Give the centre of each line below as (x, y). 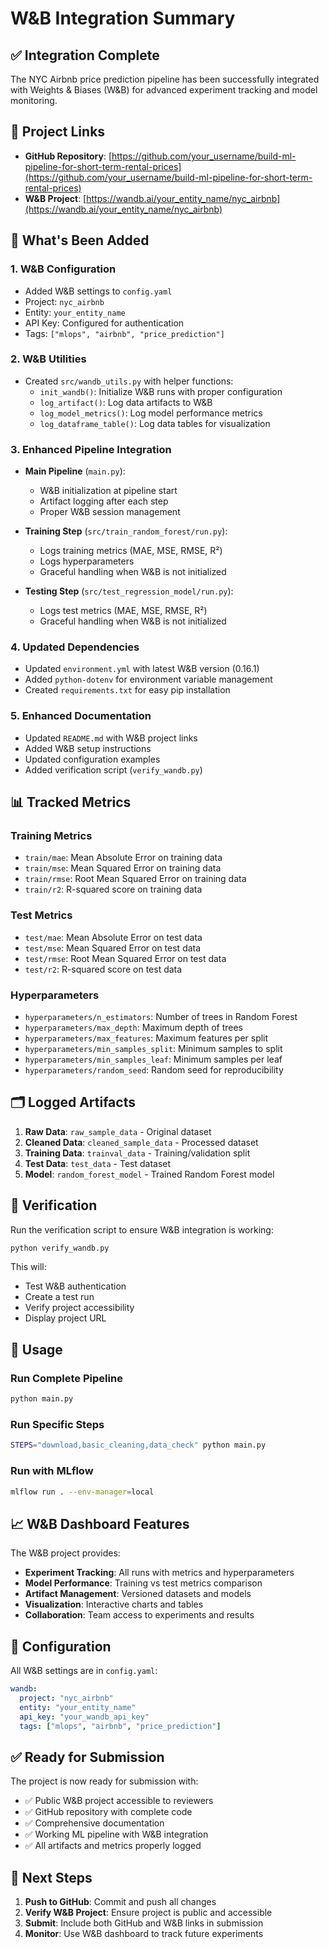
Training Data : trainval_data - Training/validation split (137, 1153)
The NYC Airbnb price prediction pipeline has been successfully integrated (165, 79)
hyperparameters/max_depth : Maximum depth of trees (133, 1027)
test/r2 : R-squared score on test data (103, 969)
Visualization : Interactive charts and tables (114, 1604)
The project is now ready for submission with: (104, 1781)
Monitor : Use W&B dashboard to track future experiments (144, 1933)
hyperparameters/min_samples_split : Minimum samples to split (153, 1048)
